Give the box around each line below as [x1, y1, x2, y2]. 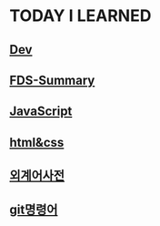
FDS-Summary [9, 72, 95, 87]
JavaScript [9, 104, 73, 119]
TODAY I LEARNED [9, 5, 152, 26]
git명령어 [9, 201, 58, 217]
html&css [9, 134, 65, 150]
